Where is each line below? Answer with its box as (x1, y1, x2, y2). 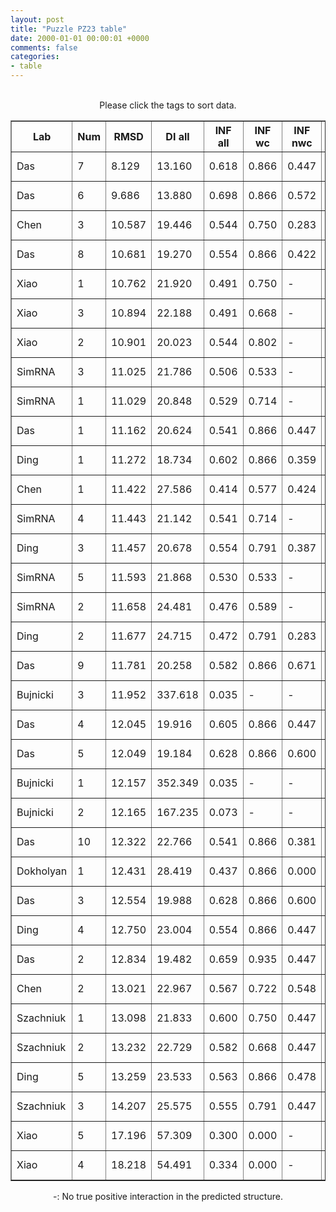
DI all (165, 130, 190, 143)
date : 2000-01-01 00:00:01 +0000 (10, 33, 150, 43)
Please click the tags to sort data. (99, 99, 237, 111)
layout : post (10, 14, 65, 25)
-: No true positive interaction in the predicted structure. (53, 1191, 283, 1202)
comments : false (10, 42, 78, 53)
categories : (10, 52, 60, 62)
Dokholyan (16, 864, 68, 878)
